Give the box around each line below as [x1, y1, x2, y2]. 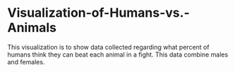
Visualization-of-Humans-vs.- [7, 5, 190, 21]
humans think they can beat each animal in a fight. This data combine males [7, 50, 229, 59]
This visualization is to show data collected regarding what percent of [7, 43, 210, 51]
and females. [7, 57, 45, 66]
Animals [7, 20, 57, 36]
